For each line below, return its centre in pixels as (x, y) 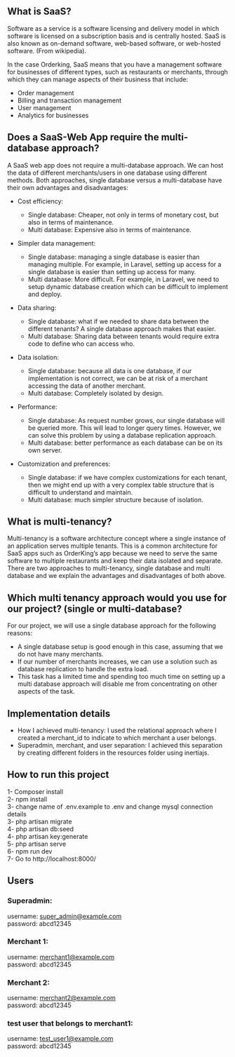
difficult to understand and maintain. (80, 492)
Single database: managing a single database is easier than (114, 257)
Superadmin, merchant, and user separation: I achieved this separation (120, 746)
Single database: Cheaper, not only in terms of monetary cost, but (123, 215)
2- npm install (27, 799)
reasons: (20, 633)
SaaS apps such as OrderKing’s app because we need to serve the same (112, 553)
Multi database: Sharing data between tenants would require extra (123, 336)
